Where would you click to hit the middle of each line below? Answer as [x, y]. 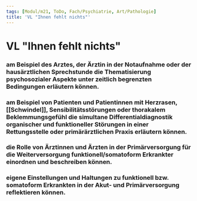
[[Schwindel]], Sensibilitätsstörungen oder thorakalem [86, 109]
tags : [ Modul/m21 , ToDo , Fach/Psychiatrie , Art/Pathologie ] [81, 11]
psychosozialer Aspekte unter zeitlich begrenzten [79, 79]
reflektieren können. [36, 193]
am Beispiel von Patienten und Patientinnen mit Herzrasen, [92, 102]
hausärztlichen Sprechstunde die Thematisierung [79, 72]
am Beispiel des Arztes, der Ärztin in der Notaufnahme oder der [99, 64]
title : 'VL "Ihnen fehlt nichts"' [49, 17]
